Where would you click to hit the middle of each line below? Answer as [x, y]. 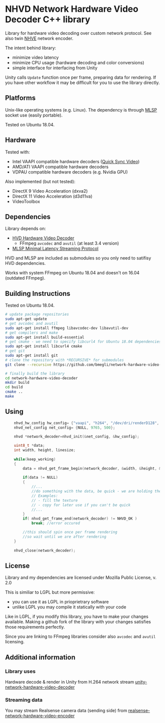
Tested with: [18, 152]
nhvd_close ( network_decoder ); [45, 550]
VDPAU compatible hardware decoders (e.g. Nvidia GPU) [70, 172]
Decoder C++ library [48, 19]
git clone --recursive [28, 365]
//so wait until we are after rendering [65, 537]
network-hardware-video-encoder [40, 716]
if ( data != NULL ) [40, 478]
